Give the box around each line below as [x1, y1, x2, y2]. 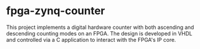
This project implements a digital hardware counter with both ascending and [6, 24, 195, 31]
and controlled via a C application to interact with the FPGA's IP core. [6, 36, 177, 43]
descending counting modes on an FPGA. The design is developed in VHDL [6, 30, 193, 37]
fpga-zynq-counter [6, 4, 105, 18]
